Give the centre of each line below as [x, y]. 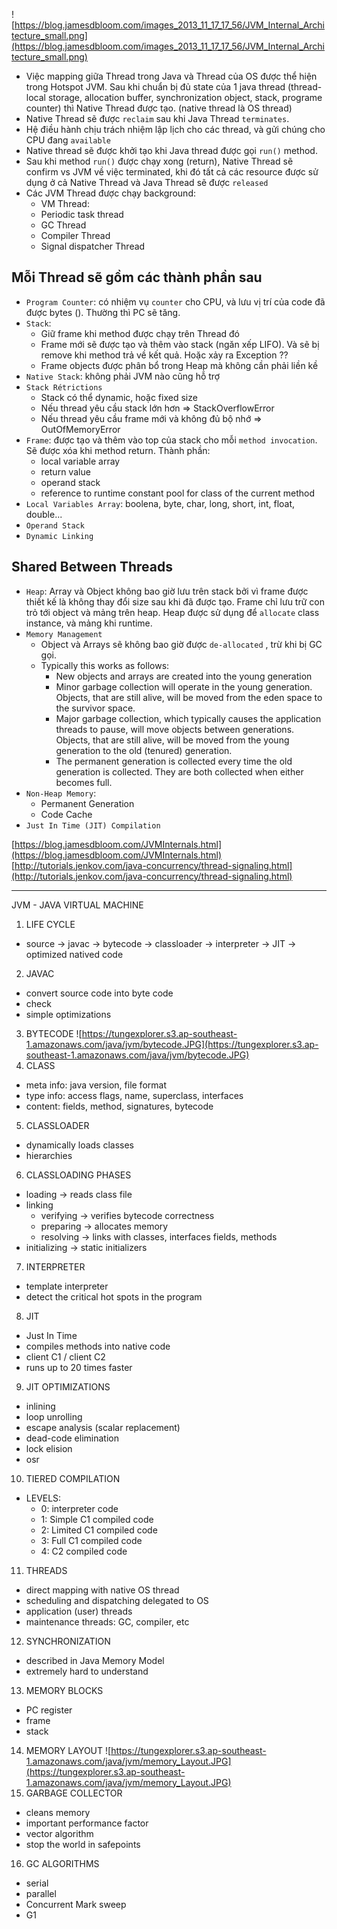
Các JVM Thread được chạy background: [110, 193]
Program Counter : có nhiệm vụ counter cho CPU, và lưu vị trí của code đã [175, 301]
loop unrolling [54, 1416]
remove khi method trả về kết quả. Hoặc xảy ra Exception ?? [164, 355]
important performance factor [87, 1823]
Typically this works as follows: [105, 665]
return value [65, 471]
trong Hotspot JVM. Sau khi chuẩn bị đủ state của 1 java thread [155, 87]
